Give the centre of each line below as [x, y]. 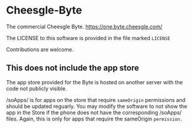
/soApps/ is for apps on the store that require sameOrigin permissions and [96, 100]
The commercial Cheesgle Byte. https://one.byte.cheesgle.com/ [84, 27]
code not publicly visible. [36, 88]
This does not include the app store [73, 68]
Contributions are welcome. [40, 49]
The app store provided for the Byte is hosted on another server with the [94, 82]
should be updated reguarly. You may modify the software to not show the [97, 106]
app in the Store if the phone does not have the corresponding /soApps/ [94, 112]
